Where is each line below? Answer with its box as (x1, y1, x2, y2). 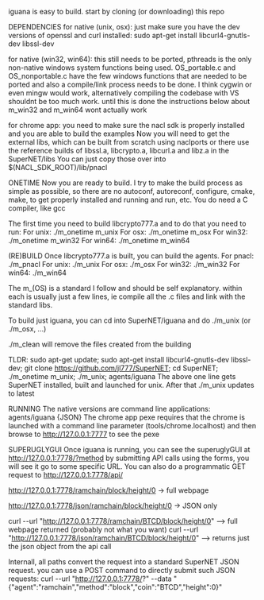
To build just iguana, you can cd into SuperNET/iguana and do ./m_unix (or (8, 315, 251, 325)
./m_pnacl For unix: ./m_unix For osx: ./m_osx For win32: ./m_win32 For (8, 260, 240, 269)
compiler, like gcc (8, 203, 66, 213)
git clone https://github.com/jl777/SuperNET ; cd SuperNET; (24, 363, 219, 373)
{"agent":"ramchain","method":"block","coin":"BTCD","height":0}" (8, 583, 223, 591)
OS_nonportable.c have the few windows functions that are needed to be (8, 72, 247, 80)
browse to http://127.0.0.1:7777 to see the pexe (8, 429, 160, 439)
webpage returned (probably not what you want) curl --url (8, 525, 199, 534)
